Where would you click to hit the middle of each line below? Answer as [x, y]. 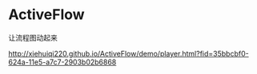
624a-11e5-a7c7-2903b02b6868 [62, 62]
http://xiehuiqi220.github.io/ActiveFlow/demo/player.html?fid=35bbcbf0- [129, 53]
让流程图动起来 [33, 37]
